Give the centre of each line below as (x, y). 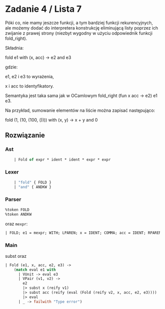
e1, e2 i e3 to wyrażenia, (29, 76)
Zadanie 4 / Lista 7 (43, 9)
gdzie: (12, 67)
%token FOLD (17, 210)
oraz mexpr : (16, 224)
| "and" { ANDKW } (33, 187)
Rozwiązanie (25, 136)
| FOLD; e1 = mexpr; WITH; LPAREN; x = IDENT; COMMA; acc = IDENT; (76, 233)
